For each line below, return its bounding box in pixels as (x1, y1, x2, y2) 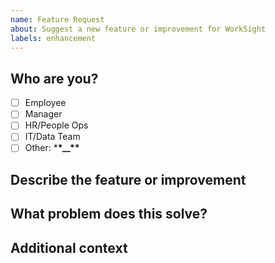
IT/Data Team (24, 131, 81, 143)
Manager (24, 108, 63, 120)
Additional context (10, 239, 128, 256)
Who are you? (10, 70, 99, 87)
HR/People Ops (24, 119, 89, 131)
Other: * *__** (24, 142, 80, 154)
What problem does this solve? (10, 206, 208, 223)
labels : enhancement (10, 33, 97, 43)
